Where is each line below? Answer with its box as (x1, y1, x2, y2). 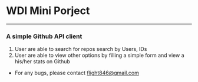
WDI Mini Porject (6, 4, 90, 18)
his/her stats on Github (14, 58, 71, 65)
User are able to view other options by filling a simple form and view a (14, 52, 184, 59)
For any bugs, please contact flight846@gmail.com (14, 69, 140, 77)
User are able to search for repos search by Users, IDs (14, 46, 147, 53)
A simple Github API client (6, 32, 82, 40)
